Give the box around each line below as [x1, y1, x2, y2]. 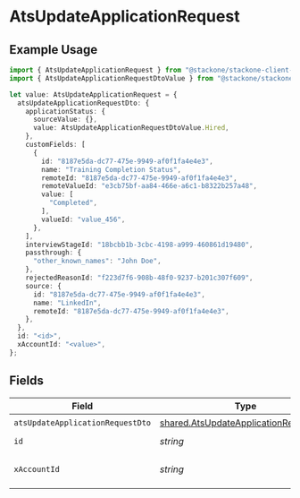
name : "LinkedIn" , [32, 298, 102, 307]
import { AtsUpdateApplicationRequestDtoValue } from [9, 73, 214, 82]
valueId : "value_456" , [41, 215, 126, 224]
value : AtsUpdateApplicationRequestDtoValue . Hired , [32, 124, 229, 133]
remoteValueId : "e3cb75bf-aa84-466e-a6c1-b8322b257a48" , [41, 182, 257, 191]
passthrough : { [25, 248, 82, 257]
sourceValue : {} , [32, 115, 98, 124]
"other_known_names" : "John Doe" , [32, 257, 162, 266]
